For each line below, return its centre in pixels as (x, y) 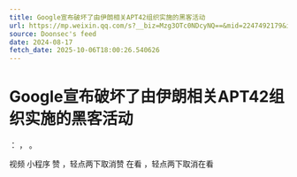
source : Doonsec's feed (53, 34)
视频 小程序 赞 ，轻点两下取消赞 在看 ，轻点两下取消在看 (111, 164)
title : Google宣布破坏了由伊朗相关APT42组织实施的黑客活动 (107, 17)
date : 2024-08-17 (41, 42)
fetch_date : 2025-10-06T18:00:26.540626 (85, 50)
